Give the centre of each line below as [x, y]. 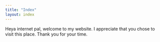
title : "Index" [21, 10]
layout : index [20, 14]
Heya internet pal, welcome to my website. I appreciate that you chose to [80, 28]
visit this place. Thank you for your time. [46, 34]
